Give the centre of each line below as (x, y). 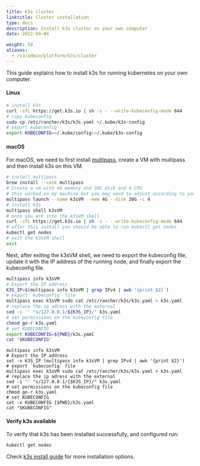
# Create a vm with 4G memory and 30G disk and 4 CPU (74, 189)
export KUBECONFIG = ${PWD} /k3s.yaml (50, 334)
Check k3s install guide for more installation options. (71, 456)
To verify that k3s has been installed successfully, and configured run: (92, 434)
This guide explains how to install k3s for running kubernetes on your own (97, 73)
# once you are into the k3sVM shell (53, 216)
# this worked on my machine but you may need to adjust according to (96, 194)
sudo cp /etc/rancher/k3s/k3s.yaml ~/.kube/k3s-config (76, 122)
